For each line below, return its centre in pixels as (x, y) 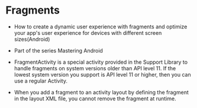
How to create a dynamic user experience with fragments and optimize (101, 27)
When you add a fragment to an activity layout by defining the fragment (101, 92)
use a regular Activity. (41, 81)
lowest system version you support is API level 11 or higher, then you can (102, 74)
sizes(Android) (32, 39)
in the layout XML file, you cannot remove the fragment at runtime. (95, 99)
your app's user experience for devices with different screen (88, 32)
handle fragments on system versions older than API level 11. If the (95, 68)
